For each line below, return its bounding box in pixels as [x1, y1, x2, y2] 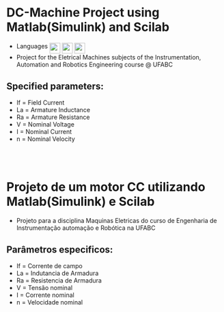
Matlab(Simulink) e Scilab [6, 194, 155, 209]
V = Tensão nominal [16, 284, 73, 291]
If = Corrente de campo [16, 262, 83, 270]
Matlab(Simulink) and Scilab [6, 19, 170, 35]
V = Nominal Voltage [16, 120, 74, 129]
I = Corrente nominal [16, 291, 74, 299]
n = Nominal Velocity [16, 135, 76, 143]
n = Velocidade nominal [16, 298, 83, 306]
